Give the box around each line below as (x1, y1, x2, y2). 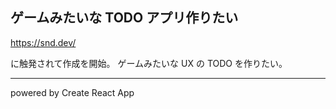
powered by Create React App (10, 86, 135, 98)
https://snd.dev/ (10, 36, 77, 48)
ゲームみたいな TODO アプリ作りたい (10, 9, 239, 27)
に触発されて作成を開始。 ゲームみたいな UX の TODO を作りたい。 (10, 57, 288, 69)
